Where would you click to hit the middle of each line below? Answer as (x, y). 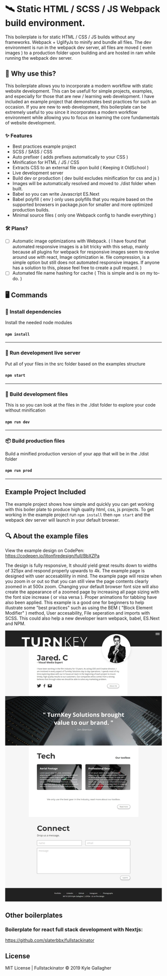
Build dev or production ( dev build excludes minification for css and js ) (86, 178)
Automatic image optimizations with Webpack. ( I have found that (79, 241)
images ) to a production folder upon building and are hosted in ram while (80, 53)
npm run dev (17, 422)
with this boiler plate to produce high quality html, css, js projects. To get (80, 509)
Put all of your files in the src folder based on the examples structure (75, 364)
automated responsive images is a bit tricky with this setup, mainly (81, 247)
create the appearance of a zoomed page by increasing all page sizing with (82, 592)
